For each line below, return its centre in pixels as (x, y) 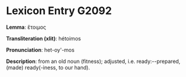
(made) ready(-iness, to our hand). (48, 67)
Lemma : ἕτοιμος (26, 27)
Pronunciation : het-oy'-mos (40, 50)
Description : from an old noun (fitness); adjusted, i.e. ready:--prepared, (93, 61)
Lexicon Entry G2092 (59, 11)
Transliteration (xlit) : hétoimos (44, 38)
